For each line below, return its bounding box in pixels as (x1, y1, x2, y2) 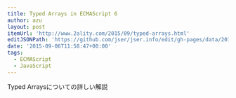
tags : (7, 50, 23, 57)
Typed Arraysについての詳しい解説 (7, 82, 108, 91)
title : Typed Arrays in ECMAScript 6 (7, 10, 118, 17)
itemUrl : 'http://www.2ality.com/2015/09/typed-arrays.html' (7, 29, 190, 37)
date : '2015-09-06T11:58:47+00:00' (7, 43, 112, 50)
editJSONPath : (7, 36, 49, 43)
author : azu (7, 17, 42, 24)
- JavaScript (13, 62, 52, 69)
